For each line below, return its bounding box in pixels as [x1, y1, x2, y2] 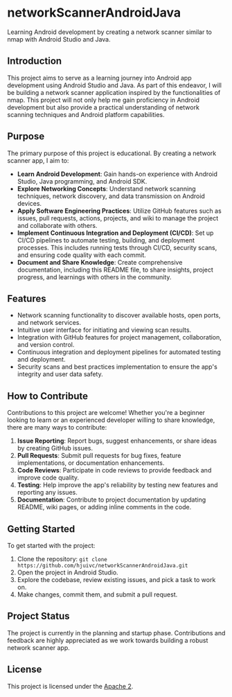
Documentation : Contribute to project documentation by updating [17, 495, 206, 504]
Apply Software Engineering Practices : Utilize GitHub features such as [17, 206, 222, 215]
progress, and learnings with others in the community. [17, 272, 172, 281]
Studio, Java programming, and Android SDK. [17, 177, 148, 185]
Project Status [7, 610, 71, 622]
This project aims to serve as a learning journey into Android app [7, 73, 192, 82]
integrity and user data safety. [17, 370, 103, 378]
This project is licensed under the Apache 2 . [7, 682, 134, 690]
